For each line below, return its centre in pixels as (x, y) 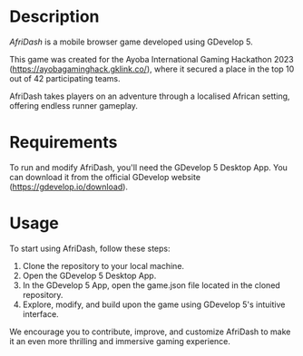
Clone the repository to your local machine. (103, 265)
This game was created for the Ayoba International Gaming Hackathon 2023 (152, 59)
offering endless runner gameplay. (74, 105)
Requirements (64, 143)
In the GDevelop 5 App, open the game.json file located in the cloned (151, 285)
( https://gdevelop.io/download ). (69, 187)
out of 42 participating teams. (65, 78)
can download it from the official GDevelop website (105, 177)
